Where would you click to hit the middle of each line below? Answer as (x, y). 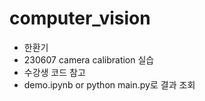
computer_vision (80, 18)
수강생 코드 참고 (54, 72)
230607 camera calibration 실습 (89, 59)
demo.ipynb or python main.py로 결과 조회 (109, 84)
